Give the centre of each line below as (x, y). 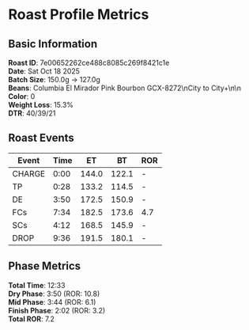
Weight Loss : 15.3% (41, 105)
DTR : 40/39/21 (32, 113)
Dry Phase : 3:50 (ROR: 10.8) (54, 294)
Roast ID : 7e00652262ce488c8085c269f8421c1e (89, 63)
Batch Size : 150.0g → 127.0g (54, 80)
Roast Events (41, 138)
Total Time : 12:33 (37, 285)
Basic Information (53, 44)
